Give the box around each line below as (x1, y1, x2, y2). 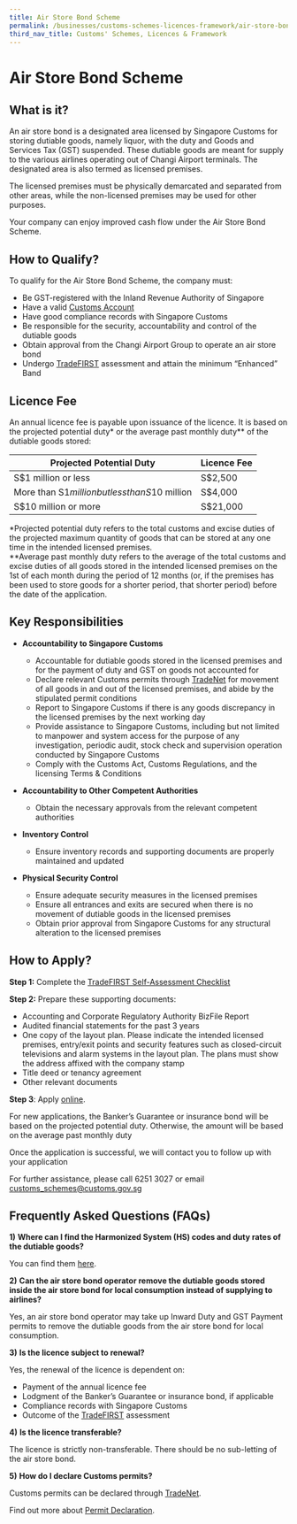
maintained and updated (34, 855, 125, 866)
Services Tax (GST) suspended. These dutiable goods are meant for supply (9, 145, 285, 156)
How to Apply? (9, 953, 92, 968)
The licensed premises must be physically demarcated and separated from (9, 181, 282, 191)
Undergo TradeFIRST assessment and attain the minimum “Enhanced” (21, 358, 278, 369)
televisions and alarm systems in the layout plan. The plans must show (21, 1048, 279, 1058)
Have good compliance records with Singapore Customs (21, 312, 228, 322)
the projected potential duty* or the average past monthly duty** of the (9, 427, 269, 436)
